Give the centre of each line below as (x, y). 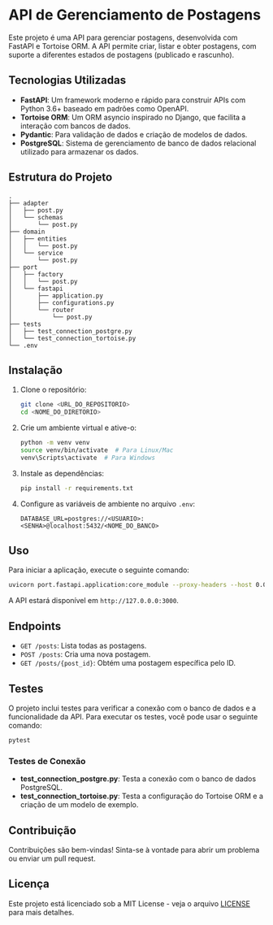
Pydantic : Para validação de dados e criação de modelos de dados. (134, 134)
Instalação (36, 370)
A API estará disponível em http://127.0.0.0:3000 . (93, 601)
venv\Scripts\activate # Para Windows (88, 458)
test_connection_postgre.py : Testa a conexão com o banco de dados (138, 779)
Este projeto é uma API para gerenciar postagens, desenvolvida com (123, 37)
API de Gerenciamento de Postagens (135, 15)
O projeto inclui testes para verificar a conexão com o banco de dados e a (132, 708)
